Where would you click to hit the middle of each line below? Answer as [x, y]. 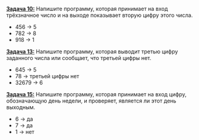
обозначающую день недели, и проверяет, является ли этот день [91, 101]
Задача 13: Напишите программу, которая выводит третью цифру [92, 52]
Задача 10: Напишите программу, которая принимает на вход [87, 9]
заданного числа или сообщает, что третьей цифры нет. [79, 58]
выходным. [21, 107]
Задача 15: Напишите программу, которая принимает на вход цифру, [96, 94]
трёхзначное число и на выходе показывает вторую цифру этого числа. [99, 15]
